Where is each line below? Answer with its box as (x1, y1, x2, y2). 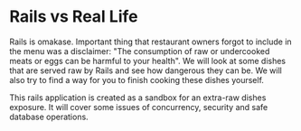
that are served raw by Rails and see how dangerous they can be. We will (9, 65, 282, 76)
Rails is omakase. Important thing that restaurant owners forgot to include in (9, 36, 292, 47)
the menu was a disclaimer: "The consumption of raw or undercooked (9, 45, 270, 56)
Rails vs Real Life (9, 6, 138, 27)
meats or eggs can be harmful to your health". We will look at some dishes (9, 55, 287, 66)
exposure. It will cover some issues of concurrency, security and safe (9, 101, 268, 112)
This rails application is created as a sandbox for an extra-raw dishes (9, 92, 267, 103)
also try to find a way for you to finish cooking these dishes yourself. (9, 74, 265, 85)
